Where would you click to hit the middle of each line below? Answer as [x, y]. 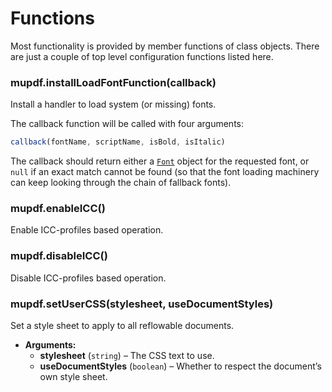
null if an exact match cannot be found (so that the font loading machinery [165, 172]
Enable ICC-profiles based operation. [87, 230]
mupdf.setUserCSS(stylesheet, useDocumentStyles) [142, 304]
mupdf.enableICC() [58, 209]
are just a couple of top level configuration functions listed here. [142, 56]
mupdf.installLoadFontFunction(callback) [113, 82]
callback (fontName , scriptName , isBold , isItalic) [118, 142]
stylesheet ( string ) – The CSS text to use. [127, 355]
